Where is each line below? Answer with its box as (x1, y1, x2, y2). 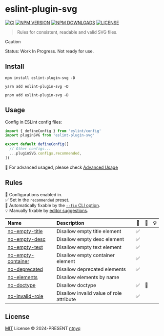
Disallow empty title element (56, 228, 122, 234)
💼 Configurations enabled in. (5, 191, 62, 197)
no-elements (7, 274, 38, 281)
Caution (5, 38, 21, 45)
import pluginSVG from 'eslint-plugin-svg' (5, 133, 95, 138)
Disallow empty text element (56, 244, 122, 251)
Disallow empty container (56, 252, 115, 258)
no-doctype (7, 282, 36, 288)
